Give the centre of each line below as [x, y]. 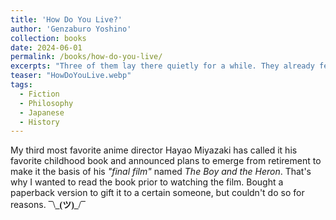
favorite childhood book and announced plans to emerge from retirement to [166, 161]
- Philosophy [46, 103]
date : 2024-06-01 [46, 47]
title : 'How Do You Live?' [66, 19]
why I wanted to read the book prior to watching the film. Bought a [147, 182]
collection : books [48, 38]
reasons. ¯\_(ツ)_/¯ [48, 205]
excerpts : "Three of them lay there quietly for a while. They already [162, 66]
